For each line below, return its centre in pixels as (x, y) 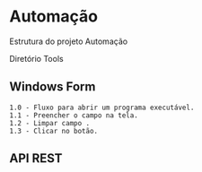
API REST (36, 159)
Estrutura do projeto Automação (69, 41)
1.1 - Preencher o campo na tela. (74, 115)
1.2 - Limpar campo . (50, 123)
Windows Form (53, 87)
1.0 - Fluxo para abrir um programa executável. (102, 107)
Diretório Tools (37, 58)
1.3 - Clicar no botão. (54, 131)
